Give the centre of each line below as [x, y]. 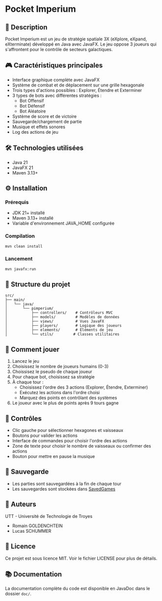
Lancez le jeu [26, 361]
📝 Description [26, 27]
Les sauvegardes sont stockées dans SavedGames [64, 489]
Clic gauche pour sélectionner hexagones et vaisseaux [68, 430]
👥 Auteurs [21, 504]
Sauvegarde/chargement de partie [47, 121]
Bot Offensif [32, 100]
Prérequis [17, 202]
